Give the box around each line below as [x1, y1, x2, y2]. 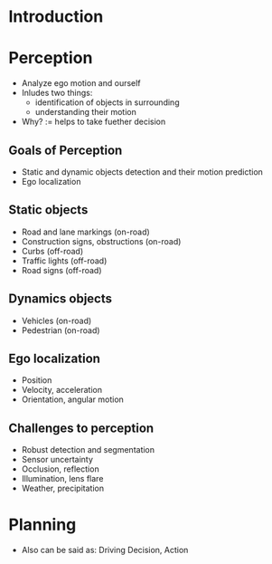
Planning [8, 514, 77, 535]
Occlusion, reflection [21, 464, 100, 474]
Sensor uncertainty [21, 454, 94, 465]
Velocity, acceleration [21, 385, 103, 396]
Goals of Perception [8, 142, 123, 158]
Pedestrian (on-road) [21, 324, 100, 336]
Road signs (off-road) [21, 264, 102, 275]
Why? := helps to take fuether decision [21, 116, 166, 128]
